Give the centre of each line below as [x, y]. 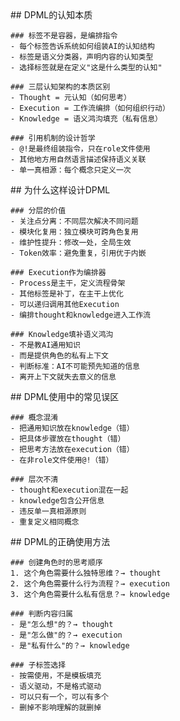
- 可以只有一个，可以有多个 [60, 697]
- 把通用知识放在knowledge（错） [72, 428]
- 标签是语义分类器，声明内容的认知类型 [82, 57]
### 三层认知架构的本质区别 [60, 87]
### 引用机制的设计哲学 [53, 138]
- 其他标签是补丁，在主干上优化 [67, 294]
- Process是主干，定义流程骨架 [68, 283]
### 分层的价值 [38, 211]
